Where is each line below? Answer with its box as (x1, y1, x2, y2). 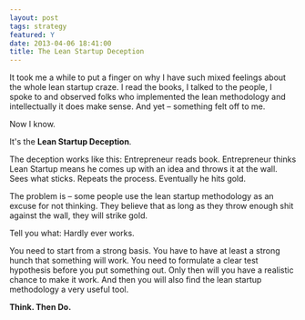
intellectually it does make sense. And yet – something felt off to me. (9, 101, 266, 112)
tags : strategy (9, 22, 67, 31)
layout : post (9, 13, 59, 23)
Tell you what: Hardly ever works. (9, 228, 135, 239)
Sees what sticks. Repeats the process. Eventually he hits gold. (9, 174, 247, 185)
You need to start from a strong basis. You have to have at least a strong (9, 245, 280, 256)
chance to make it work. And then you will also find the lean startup (9, 275, 262, 285)
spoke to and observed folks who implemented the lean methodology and (9, 92, 286, 103)
